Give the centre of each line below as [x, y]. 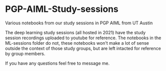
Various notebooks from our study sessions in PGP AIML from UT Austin [79, 23]
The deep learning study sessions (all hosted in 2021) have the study [76, 32]
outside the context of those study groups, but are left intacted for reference [83, 48]
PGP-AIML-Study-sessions [62, 9]
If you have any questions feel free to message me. [57, 63]
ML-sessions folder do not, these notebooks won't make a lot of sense [77, 43]
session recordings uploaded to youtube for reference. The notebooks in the [83, 38]
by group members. [25, 54]
